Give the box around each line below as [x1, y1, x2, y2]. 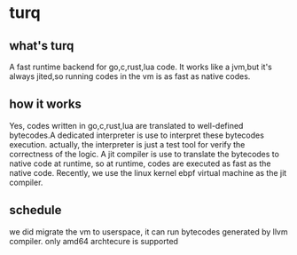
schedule [9, 203, 62, 218]
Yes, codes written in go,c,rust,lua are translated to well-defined [9, 120, 244, 131]
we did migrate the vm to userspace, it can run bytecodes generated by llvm [9, 226, 288, 237]
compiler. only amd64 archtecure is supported [9, 235, 179, 246]
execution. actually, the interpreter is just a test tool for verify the [9, 139, 246, 149]
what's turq [9, 38, 74, 53]
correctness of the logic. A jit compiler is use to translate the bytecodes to [9, 148, 279, 159]
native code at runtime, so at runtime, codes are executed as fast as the [9, 158, 272, 169]
